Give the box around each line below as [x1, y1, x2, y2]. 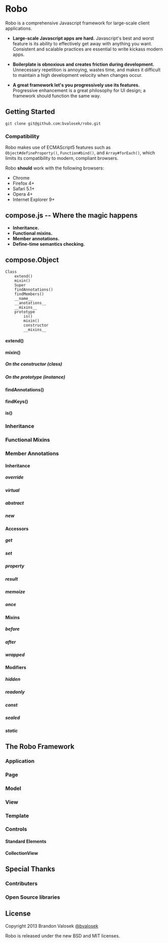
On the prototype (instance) [5, 374, 65, 380]
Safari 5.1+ [12, 186, 35, 192]
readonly [5, 689, 25, 695]
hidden [5, 676, 21, 682]
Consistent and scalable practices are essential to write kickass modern [12, 46, 163, 52]
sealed [5, 715, 20, 721]
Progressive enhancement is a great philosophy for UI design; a [12, 87, 146, 93]
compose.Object [5, 255, 59, 265]
